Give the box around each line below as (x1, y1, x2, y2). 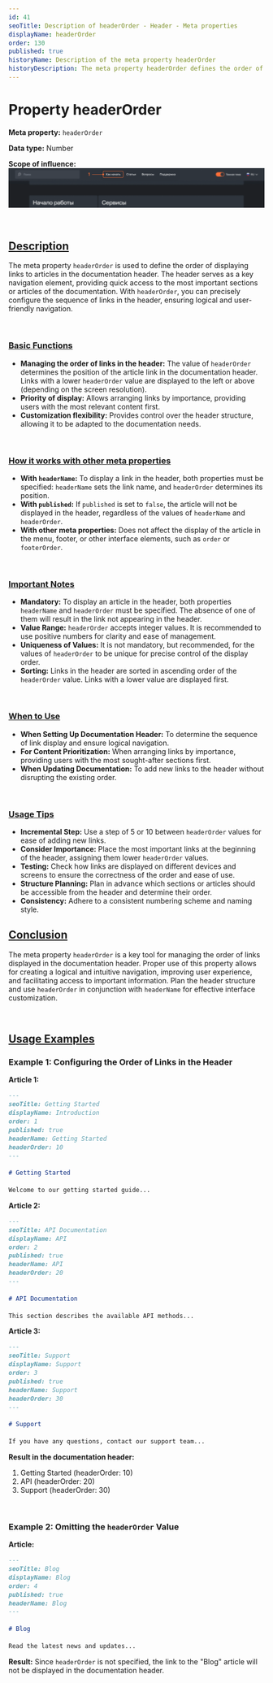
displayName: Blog (8, 1573, 71, 1581)
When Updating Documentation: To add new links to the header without (19, 764, 264, 774)
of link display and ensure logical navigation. (19, 738, 170, 748)
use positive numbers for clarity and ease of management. (19, 631, 217, 641)
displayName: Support (8, 1360, 82, 1369)
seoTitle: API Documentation (8, 1225, 107, 1234)
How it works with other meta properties (8, 455, 171, 466)
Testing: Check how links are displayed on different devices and (19, 861, 236, 871)
